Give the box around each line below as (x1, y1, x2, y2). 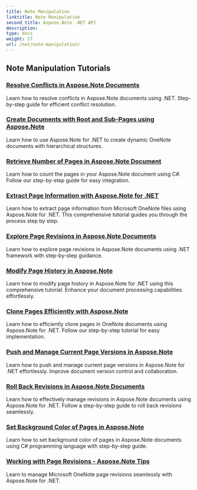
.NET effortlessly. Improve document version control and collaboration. (6, 367, 178, 374)
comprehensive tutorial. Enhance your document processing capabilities (6, 287, 182, 294)
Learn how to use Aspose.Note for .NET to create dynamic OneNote (6, 136, 171, 143)
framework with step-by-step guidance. (6, 252, 103, 259)
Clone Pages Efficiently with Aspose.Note (6, 307, 129, 315)
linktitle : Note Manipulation (6, 14, 81, 20)
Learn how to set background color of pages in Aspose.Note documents (6, 436, 182, 443)
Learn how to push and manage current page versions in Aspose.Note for (6, 361, 185, 369)
